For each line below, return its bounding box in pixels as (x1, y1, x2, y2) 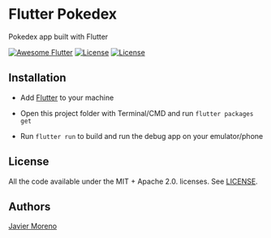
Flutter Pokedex (8, 5, 118, 24)
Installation (8, 71, 67, 85)
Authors (8, 200, 51, 214)
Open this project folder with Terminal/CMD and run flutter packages (19, 108, 254, 118)
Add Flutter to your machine (19, 93, 114, 102)
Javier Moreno (8, 221, 58, 232)
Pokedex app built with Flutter (8, 32, 109, 41)
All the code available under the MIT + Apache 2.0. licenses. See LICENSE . (8, 176, 258, 186)
